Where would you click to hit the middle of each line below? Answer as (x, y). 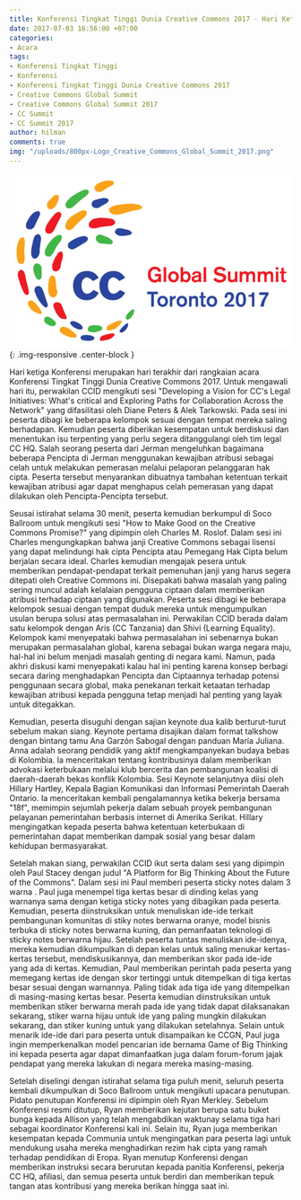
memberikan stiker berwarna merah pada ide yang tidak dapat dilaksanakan (149, 1007)
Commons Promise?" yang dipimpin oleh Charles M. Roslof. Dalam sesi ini (146, 533)
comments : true (38, 142)
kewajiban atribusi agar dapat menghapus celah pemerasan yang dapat (142, 487)
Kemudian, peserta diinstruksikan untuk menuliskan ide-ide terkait (131, 911)
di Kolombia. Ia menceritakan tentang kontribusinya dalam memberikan (140, 760)
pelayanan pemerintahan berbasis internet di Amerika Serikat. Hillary (136, 817)
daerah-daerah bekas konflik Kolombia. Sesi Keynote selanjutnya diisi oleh (146, 779)
